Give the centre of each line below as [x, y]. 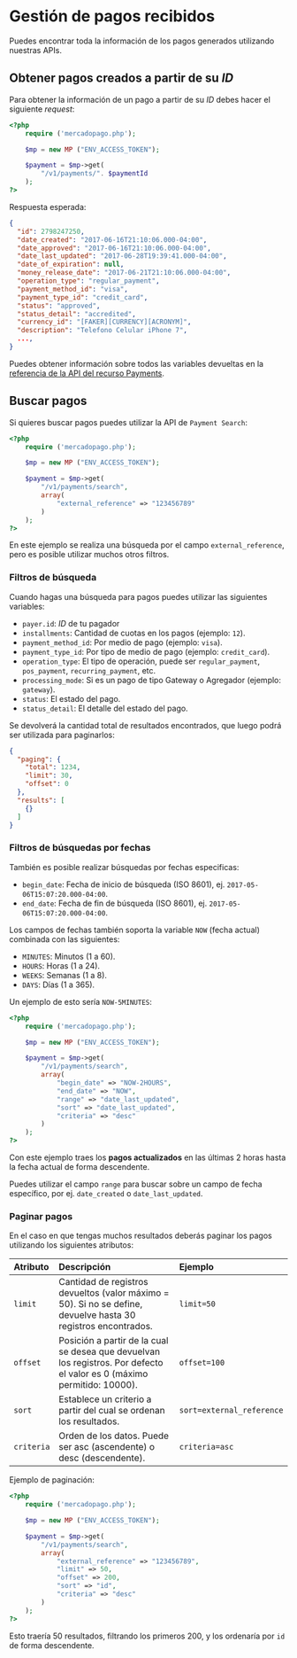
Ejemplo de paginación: [52, 1480]
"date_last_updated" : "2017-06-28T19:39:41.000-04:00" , [122, 256]
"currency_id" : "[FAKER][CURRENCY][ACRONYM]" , [104, 322]
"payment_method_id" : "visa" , [72, 289]
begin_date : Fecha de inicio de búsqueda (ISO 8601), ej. [123, 884]
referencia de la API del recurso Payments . [87, 373]
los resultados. [89, 1421]
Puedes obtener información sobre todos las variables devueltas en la [136, 363]
